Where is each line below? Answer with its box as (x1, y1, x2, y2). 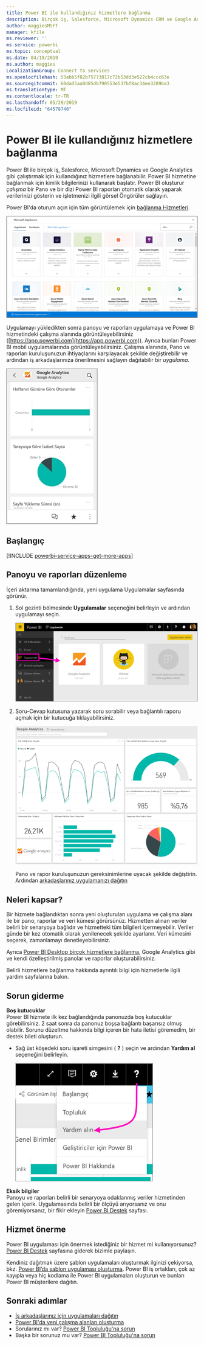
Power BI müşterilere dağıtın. (6, 1278, 79, 1285)
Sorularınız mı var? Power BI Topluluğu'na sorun (15, 1325, 135, 1332)
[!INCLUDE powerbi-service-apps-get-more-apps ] (6, 552, 134, 559)
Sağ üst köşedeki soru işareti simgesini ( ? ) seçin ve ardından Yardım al (15, 1044, 195, 1052)
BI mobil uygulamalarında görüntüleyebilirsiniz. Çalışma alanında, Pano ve (6, 343, 190, 350)
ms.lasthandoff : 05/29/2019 (6, 100, 78, 106)
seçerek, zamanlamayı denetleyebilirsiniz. (6, 937, 110, 944)
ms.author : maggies (6, 61, 56, 67)
